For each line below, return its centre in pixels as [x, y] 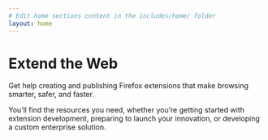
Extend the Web [63, 64]
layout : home [30, 23]
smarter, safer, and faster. [52, 95]
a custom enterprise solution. [58, 127]
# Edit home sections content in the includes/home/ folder [112, 16]
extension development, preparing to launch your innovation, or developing [134, 119]
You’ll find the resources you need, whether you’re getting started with [127, 110]
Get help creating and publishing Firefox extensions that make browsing [129, 86]
